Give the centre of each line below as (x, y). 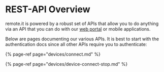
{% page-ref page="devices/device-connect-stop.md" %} (67, 64)
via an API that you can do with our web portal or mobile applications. (78, 29)
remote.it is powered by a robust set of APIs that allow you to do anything (82, 23)
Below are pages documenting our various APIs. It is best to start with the (82, 39)
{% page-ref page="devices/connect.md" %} (53, 54)
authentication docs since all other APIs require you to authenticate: (76, 44)
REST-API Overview (48, 9)
